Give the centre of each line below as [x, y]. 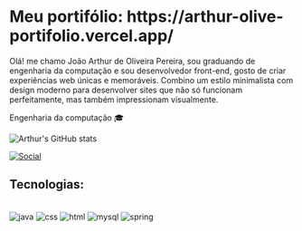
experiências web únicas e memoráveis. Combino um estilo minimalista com [151, 80]
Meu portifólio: [66, 17]
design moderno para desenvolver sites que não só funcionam [126, 90]
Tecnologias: [47, 184]
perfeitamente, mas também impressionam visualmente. [114, 99]
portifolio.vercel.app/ [92, 36]
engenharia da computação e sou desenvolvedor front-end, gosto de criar [148, 71]
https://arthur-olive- [205, 17]
